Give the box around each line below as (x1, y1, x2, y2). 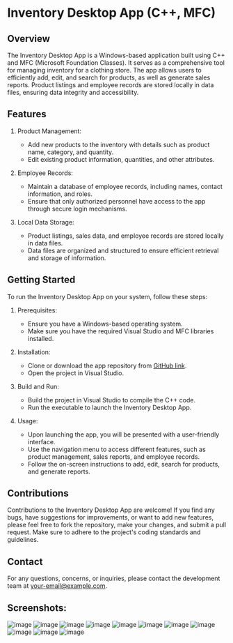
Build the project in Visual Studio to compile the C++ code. (27, 395, 196, 404)
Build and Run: (17, 382, 59, 391)
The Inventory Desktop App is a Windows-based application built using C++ (7, 51, 225, 59)
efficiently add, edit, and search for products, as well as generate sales (7, 73, 211, 82)
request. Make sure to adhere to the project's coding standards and (7, 528, 201, 536)
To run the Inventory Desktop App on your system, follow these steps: (7, 292, 207, 301)
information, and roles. (27, 190, 93, 198)
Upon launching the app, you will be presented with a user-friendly (27, 430, 220, 439)
